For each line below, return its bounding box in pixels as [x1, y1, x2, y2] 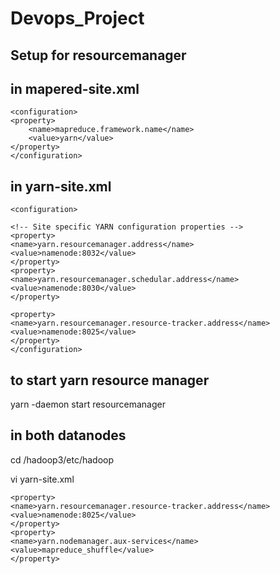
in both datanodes [10, 427, 127, 444]
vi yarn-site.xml [10, 473, 75, 485]
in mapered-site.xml [10, 80, 140, 97]
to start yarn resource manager [10, 372, 210, 389]
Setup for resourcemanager [10, 47, 187, 64]
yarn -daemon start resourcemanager [10, 398, 166, 411]
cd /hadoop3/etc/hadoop [10, 453, 115, 466]
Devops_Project [10, 7, 145, 30]
